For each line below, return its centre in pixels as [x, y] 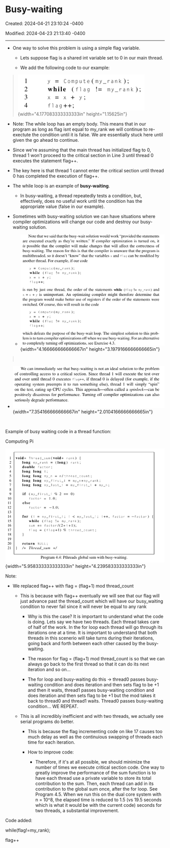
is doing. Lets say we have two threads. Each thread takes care [93, 622]
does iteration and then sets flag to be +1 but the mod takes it [92, 695]
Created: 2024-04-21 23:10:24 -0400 [44, 23]
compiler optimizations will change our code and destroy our [76, 222]
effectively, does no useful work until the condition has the [81, 201]
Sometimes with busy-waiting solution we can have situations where [84, 216]
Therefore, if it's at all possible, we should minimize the [93, 762]
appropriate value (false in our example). [62, 206]
